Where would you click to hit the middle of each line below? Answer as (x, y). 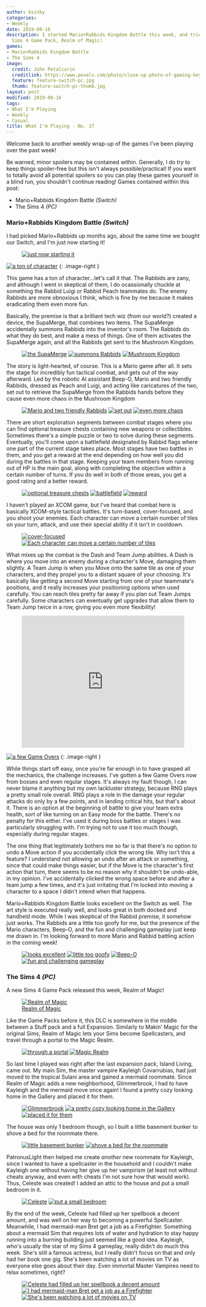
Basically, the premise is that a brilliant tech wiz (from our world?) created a (102, 316)
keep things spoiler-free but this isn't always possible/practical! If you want (101, 169)
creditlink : (27, 75)
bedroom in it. (24, 1190)
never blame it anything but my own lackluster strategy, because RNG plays (102, 788)
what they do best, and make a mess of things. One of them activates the (99, 336)
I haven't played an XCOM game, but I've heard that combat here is (91, 505)
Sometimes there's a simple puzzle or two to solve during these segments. (101, 435)
